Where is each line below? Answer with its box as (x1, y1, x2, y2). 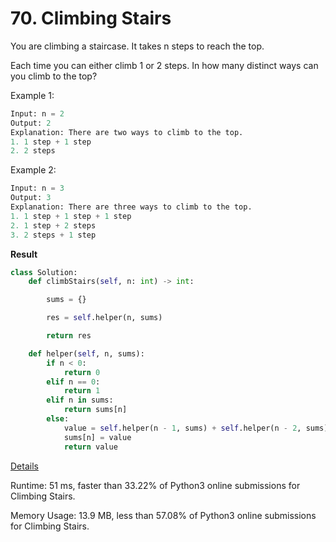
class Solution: (10, 267, 78, 277)
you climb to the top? (10, 70, 98, 82)
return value (63, 442, 118, 452)
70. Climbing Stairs (10, 7, 172, 30)
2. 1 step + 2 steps (10, 220, 97, 231)
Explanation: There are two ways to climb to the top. (10, 127, 244, 137)
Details (10, 460, 39, 472)
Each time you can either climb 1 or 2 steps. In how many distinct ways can (10, 59, 319, 71)
